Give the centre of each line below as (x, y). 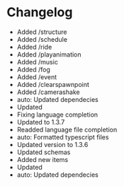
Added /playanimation (49, 54)
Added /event (37, 77)
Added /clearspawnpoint (53, 84)
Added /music (37, 62)
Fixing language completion (57, 115)
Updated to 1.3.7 (41, 122)
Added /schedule (42, 39)
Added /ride (34, 47)
